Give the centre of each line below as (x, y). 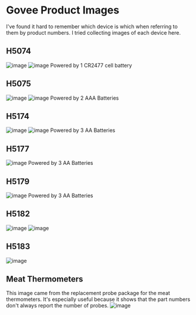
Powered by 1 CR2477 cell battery (91, 65)
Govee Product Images (63, 10)
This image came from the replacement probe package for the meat (88, 293)
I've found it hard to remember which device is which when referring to (92, 26)
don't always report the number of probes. (58, 306)
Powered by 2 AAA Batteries (85, 98)
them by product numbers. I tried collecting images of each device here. (93, 32)
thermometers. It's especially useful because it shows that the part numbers (98, 299)
